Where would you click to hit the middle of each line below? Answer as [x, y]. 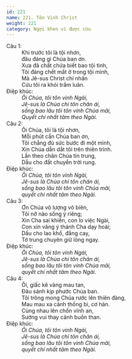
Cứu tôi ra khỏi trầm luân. [53, 85]
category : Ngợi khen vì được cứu [49, 29]
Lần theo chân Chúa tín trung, [59, 156]
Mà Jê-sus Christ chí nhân [55, 78]
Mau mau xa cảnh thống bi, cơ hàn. [66, 304]
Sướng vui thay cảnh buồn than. [61, 317]
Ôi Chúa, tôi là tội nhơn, [51, 130]
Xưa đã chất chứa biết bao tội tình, [65, 66]
